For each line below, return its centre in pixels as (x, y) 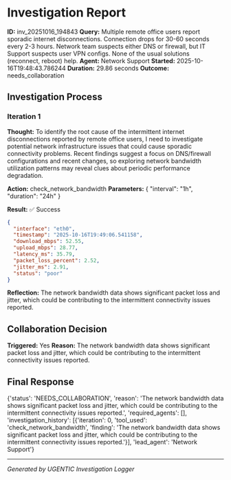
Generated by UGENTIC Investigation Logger (71, 469)
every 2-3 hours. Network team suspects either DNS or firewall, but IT (107, 46)
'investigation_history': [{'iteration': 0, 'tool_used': (77, 420)
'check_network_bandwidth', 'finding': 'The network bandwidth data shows (114, 427)
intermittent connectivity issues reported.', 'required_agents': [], (97, 413)
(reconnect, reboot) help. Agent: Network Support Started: (91, 60)
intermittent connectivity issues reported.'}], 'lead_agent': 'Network (102, 442)
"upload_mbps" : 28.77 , (46, 248)
